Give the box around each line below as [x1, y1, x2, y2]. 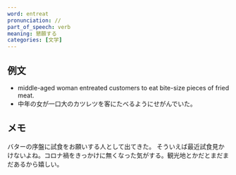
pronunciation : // [7, 17, 61, 24]
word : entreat [7, 10, 49, 18]
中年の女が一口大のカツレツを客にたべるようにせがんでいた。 [17, 99, 197, 108]
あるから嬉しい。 [13, 159, 63, 168]
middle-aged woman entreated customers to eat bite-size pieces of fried [17, 83, 230, 92]
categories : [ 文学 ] [7, 37, 63, 44]
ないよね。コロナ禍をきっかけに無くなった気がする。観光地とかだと [13, 151, 211, 159]
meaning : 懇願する [7, 30, 58, 37]
